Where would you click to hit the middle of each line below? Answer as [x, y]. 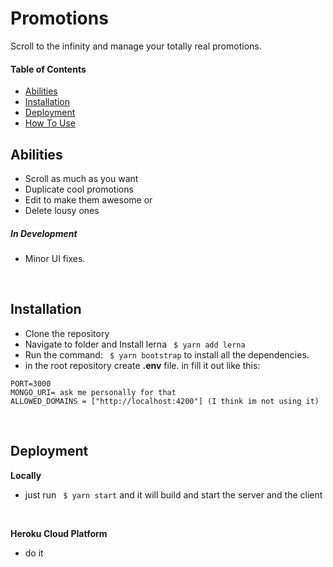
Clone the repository [67, 333]
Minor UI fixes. [55, 258]
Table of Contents [48, 69]
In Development [44, 233]
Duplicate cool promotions [79, 189]
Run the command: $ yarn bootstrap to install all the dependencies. [167, 354]
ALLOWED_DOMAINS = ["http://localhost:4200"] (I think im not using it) [165, 401]
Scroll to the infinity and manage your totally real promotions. [136, 46]
